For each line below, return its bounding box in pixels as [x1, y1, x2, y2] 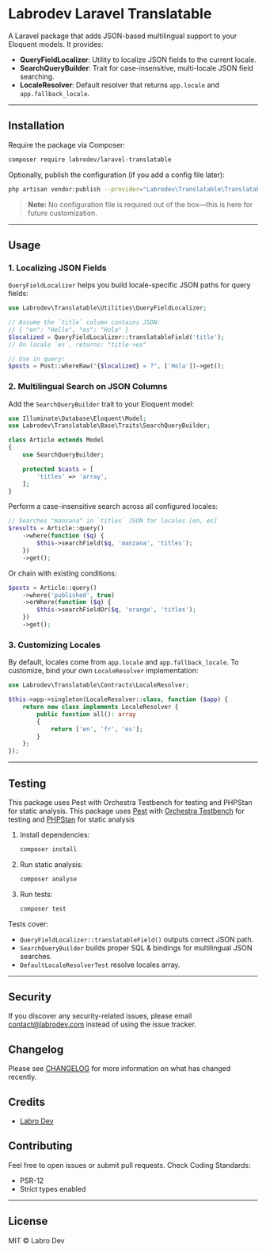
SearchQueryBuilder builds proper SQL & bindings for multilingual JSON [19, 942, 253, 953]
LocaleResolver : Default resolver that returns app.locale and [19, 80, 220, 90]
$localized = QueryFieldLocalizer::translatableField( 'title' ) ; [8, 333, 225, 341]
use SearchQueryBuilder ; [22, 451, 104, 459]
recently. [8, 1073, 37, 1082]
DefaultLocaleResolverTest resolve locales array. [19, 960, 180, 969]
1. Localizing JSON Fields [8, 262, 107, 273]
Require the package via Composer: [8, 140, 125, 149]
